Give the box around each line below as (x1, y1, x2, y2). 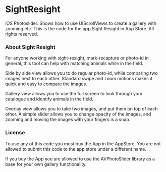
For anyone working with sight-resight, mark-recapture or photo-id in (5, 55, 149, 61)
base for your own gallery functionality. (5, 161, 87, 167)
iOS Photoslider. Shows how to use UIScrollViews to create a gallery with (5, 20, 157, 26)
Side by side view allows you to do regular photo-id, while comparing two (5, 70, 158, 76)
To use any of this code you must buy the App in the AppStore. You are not (5, 140, 161, 147)
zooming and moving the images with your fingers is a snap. (5, 117, 131, 123)
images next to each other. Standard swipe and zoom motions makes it (5, 76, 153, 82)
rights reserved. (5, 31, 39, 37)
